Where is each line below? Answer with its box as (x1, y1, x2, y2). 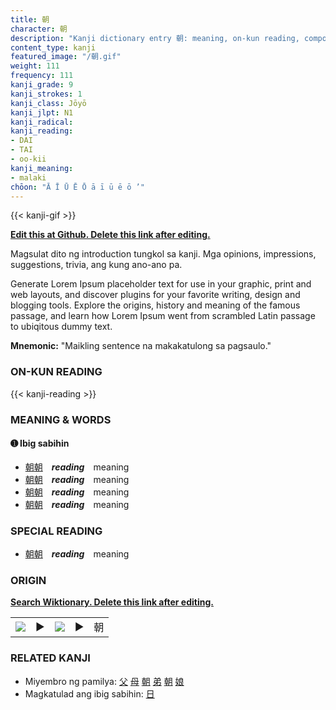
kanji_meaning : (10, 163, 74, 173)
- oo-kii (10, 154, 47, 164)
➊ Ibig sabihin (10, 437, 70, 450)
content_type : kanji (10, 42, 97, 53)
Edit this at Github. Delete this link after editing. (10, 229, 211, 241)
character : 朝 (10, 24, 68, 34)
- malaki (10, 172, 47, 183)
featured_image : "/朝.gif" (10, 52, 122, 62)
